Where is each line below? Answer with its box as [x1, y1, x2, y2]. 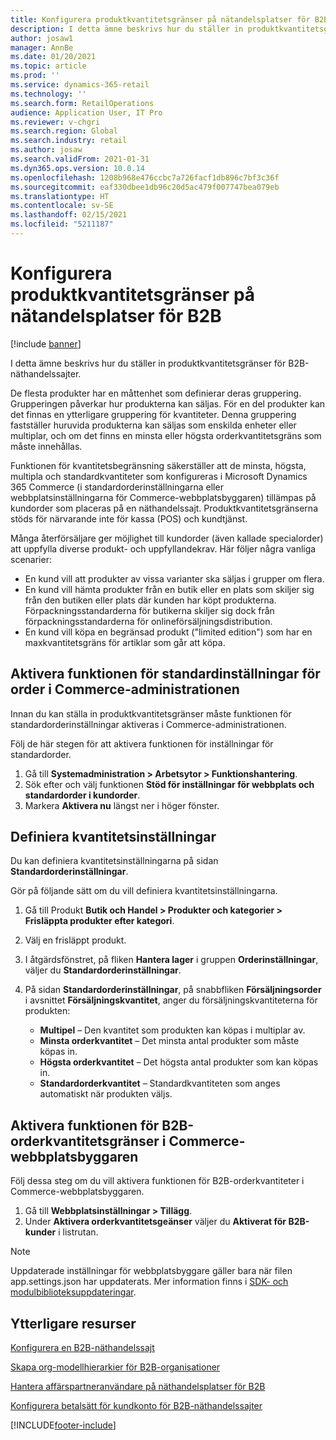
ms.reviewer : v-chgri [10, 117, 101, 127]
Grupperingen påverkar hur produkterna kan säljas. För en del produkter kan [10, 397, 326, 410]
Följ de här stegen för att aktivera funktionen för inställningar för [10, 737, 274, 750]
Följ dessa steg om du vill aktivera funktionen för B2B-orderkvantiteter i [10, 1175, 305, 1187]
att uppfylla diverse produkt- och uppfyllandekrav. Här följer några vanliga [10, 542, 317, 555]
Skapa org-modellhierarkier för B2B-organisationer [10, 1361, 221, 1373]
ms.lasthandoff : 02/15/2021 [10, 210, 128, 220]
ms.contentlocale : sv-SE [10, 201, 114, 211]
